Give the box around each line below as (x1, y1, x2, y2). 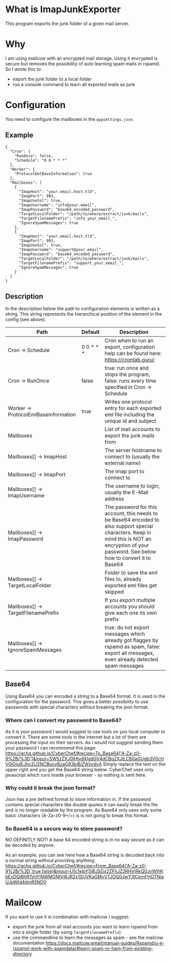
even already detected (104, 656, 159, 663)
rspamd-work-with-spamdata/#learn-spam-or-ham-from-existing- (12, 945, 153, 952)
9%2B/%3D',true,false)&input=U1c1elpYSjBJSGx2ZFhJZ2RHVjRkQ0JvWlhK (5, 868, 164, 874)
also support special (104, 523, 154, 530)
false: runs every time (104, 377, 157, 385)
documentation (12, 940, 45, 946)
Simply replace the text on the (102, 761, 166, 767)
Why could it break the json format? (5, 784, 96, 792)
